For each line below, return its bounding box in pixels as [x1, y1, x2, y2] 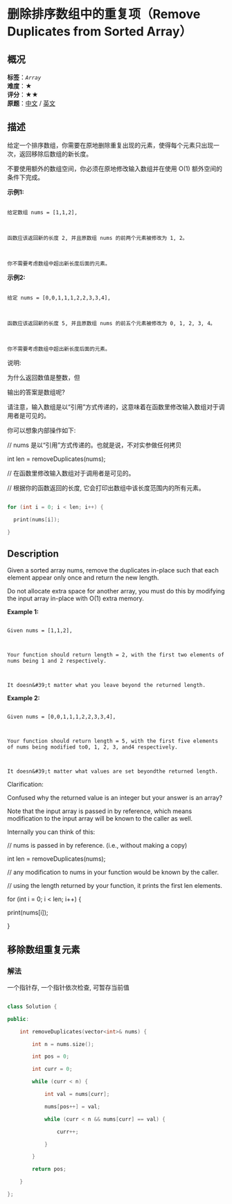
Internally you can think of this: [7, 828, 96, 836]
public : [7, 1015, 30, 1022]
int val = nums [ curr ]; [44, 1091, 110, 1098]
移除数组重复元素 [7, 943, 80, 955]
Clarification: [7, 780, 44, 789]
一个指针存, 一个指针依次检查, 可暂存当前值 [7, 983, 130, 991]
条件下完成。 [7, 173, 44, 181]
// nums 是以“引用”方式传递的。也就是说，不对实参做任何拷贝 [7, 441, 182, 449]
